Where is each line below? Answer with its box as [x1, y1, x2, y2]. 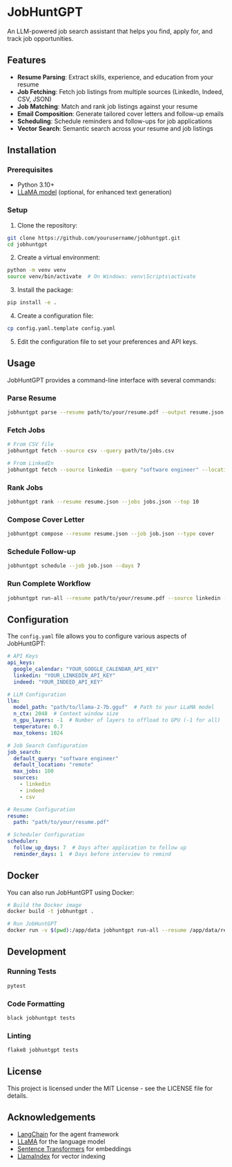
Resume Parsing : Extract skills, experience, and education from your [17, 73, 214, 81]
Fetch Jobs [7, 425, 46, 434]
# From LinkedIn [7, 460, 54, 467]
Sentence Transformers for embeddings [17, 1144, 132, 1152]
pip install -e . [7, 299, 57, 306]
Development [7, 946, 67, 958]
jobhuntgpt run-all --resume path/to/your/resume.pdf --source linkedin [7, 594, 221, 602]
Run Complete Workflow [7, 579, 91, 589]
